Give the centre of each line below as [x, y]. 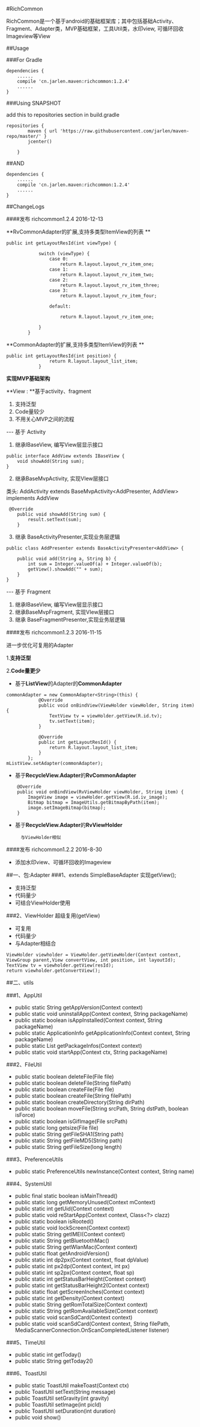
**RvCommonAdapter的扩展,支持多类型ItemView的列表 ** [78, 232]
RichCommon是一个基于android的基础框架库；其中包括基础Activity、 [92, 21]
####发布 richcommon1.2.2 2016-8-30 [54, 849]
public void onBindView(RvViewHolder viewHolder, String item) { [101, 792]
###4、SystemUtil [29, 1184]
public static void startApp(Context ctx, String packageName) [91, 1052]
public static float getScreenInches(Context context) [80, 1292]
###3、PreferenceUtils [35, 1159]
